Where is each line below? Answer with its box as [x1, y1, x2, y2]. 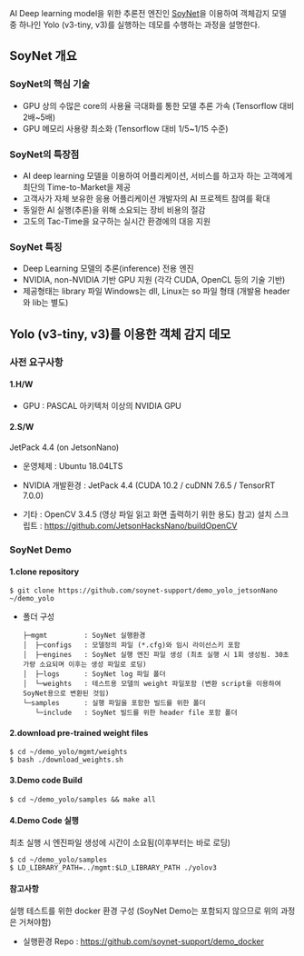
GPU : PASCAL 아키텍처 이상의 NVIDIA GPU [22, 400, 181, 411]
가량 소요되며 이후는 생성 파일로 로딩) [22, 660, 147, 670]
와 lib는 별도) [22, 297, 69, 308]
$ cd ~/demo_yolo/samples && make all [9, 794, 156, 804]
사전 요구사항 [9, 355, 64, 368]
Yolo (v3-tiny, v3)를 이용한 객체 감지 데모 [9, 326, 231, 342]
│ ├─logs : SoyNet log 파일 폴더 [22, 670, 166, 679]
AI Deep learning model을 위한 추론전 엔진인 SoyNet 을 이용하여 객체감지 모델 [9, 8, 288, 18]
